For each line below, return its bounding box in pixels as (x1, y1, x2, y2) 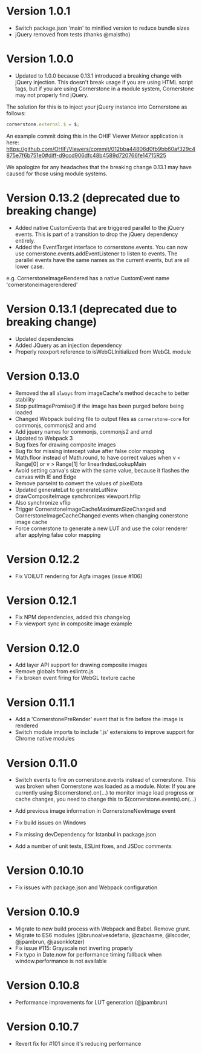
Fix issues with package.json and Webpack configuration (15, 884, 158, 891)
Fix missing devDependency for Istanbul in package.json (15, 831, 157, 838)
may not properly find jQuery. (15, 91, 89, 98)
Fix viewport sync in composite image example (15, 620, 132, 627)
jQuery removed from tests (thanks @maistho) (15, 30, 131, 38)
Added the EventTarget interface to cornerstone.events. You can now (15, 243, 188, 251)
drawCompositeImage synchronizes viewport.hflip (15, 493, 141, 500)
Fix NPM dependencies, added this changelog (15, 614, 131, 621)
